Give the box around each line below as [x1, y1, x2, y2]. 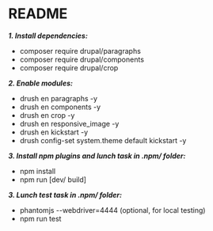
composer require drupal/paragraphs [19, 46, 141, 55]
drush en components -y [19, 102, 101, 112]
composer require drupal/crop [19, 62, 119, 72]
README [8, 5, 68, 23]
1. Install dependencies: [8, 31, 89, 40]
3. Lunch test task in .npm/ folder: [8, 190, 123, 199]
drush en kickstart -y [19, 127, 89, 137]
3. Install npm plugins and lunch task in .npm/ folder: [8, 151, 186, 161]
